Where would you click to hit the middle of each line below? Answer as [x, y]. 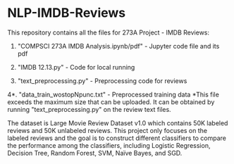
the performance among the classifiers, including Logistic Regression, [109, 145]
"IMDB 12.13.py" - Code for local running [76, 67]
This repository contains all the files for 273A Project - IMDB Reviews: [109, 32]
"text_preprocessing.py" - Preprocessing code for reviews [102, 81]
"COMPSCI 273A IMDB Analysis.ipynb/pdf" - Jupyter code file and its [118, 46]
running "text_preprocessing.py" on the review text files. [89, 109]
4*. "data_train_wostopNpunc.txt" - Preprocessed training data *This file [113, 94]
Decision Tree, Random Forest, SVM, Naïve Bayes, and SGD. [95, 153]
